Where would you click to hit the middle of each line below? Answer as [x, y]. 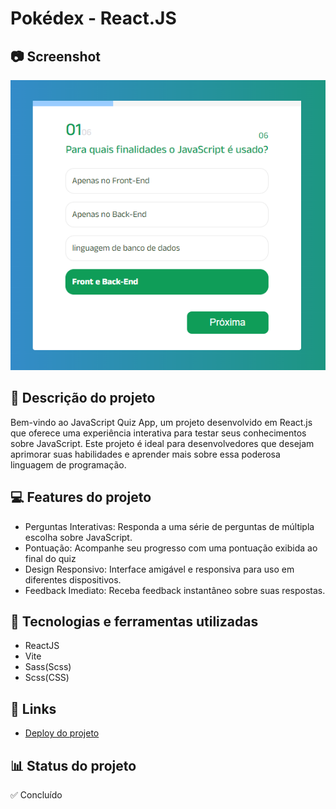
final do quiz [50, 558]
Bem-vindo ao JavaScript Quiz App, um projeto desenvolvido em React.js [161, 422]
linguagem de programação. [68, 464]
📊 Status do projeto [73, 765]
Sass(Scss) [48, 667]
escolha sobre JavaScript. [78, 537]
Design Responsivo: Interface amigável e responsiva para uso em [159, 569]
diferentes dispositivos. [73, 579]
